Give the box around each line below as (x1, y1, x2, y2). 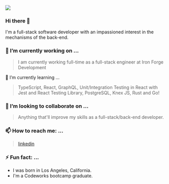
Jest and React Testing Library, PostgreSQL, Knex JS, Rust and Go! (17, 90, 160, 96)
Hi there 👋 (5, 17, 31, 24)
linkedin (17, 141, 35, 147)
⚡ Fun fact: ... (5, 154, 39, 161)
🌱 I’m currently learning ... (5, 74, 60, 80)
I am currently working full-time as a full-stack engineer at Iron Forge (17, 59, 164, 65)
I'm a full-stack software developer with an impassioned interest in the (5, 29, 154, 35)
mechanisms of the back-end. (5, 34, 69, 40)
